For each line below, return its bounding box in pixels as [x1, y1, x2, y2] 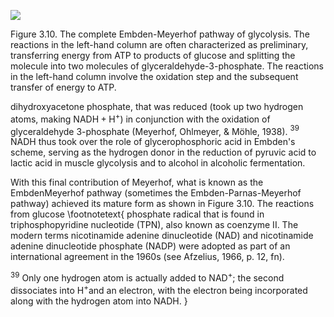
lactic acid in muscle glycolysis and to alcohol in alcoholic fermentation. [10, 157, 306, 169]
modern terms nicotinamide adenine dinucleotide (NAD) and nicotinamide [10, 230, 314, 242]
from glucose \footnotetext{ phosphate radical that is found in [10, 208, 265, 220]
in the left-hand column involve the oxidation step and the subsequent [10, 71, 299, 82]
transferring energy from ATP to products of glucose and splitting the [10, 50, 296, 61]
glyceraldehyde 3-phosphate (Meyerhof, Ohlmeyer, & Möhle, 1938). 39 [10, 123, 300, 137]
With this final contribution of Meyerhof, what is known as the [10, 176, 264, 189]
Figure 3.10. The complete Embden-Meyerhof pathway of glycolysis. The [10, 28, 310, 40]
